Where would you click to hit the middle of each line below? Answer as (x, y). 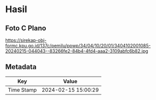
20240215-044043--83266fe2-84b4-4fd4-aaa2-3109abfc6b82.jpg (77, 51)
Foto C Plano (26, 28)
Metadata (21, 67)
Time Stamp (22, 90)
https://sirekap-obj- (26, 40)
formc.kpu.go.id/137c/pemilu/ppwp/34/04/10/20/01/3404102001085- (78, 46)
